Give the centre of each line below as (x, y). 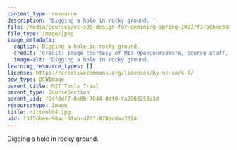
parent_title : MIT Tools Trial (53, 86)
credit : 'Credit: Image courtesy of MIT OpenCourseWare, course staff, (121, 54)
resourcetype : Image (38, 106)
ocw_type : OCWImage (36, 79)
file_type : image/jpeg (41, 33)
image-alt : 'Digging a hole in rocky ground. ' (85, 60)
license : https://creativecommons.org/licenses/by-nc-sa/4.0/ (101, 73)
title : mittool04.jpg (39, 112)
